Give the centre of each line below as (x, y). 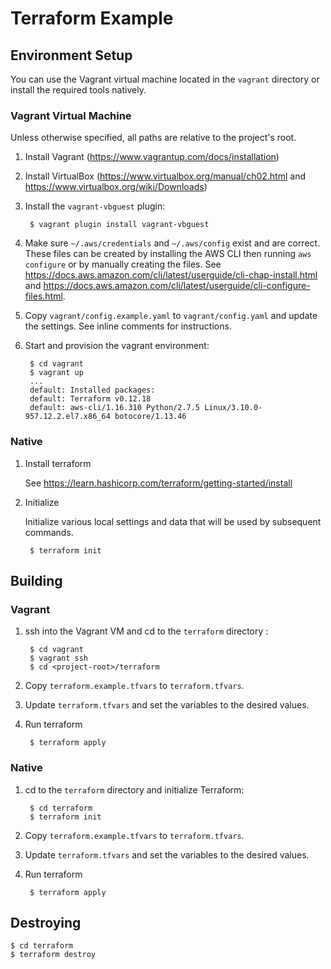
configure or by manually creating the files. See (123, 264)
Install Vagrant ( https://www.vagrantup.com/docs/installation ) (152, 157)
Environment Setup (71, 55)
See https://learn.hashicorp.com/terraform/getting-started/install (158, 483)
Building (36, 580)
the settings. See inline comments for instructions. (128, 326)
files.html (43, 296)
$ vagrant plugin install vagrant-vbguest (119, 225)
